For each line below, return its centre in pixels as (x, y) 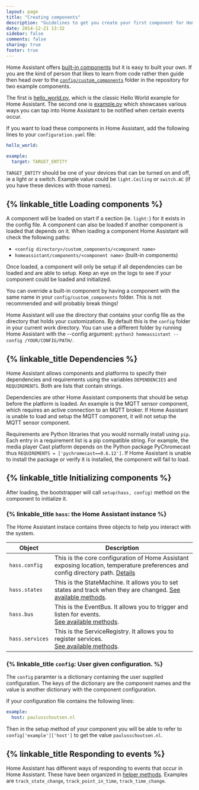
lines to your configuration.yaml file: (51, 134)
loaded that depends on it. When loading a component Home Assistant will (97, 231)
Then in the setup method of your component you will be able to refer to (94, 729)
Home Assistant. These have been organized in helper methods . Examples (97, 774)
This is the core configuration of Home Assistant (121, 558)
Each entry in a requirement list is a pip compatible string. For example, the (97, 440)
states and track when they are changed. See (117, 590)
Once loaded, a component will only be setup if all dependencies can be (94, 267)
